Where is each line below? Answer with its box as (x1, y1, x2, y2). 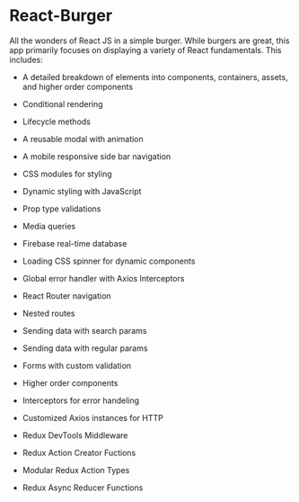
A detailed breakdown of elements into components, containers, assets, (22, 71, 289, 82)
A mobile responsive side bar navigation (22, 150, 171, 162)
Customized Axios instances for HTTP (22, 412, 163, 423)
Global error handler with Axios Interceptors (22, 273, 185, 283)
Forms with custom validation (22, 360, 132, 371)
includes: (9, 54, 43, 65)
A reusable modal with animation (22, 133, 144, 144)
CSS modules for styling (22, 168, 112, 179)
